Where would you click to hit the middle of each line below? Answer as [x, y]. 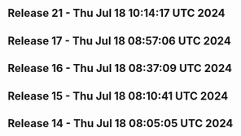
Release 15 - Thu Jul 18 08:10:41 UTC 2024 [118, 96]
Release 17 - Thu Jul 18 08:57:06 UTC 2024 [119, 41]
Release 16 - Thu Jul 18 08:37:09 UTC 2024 [120, 68]
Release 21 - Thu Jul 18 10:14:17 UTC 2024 [116, 13]
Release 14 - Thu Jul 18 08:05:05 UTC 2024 [120, 123]
